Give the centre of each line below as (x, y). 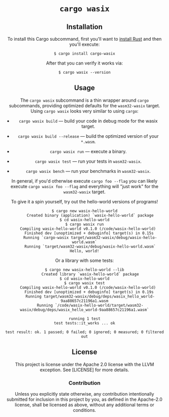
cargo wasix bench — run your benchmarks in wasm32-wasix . (88, 171)
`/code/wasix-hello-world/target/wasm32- (99, 305)
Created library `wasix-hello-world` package (90, 274)
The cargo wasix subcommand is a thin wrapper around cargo (85, 100)
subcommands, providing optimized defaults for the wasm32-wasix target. (85, 105)
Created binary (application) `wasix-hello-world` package (90, 215)
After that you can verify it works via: (85, 63)
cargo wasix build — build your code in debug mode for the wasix (88, 121)
